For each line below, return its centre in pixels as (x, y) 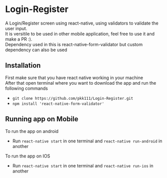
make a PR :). (19, 39)
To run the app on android (32, 131)
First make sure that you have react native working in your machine (74, 77)
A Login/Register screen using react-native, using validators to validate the (82, 23)
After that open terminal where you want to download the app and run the (81, 83)
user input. (16, 28)
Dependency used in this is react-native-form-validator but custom (74, 44)
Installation (23, 65)
